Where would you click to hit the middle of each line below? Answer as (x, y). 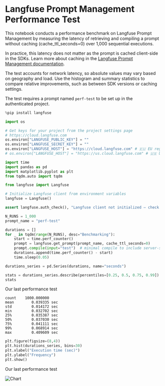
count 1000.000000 (27, 298)
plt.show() (16, 359)
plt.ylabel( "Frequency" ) (30, 355)
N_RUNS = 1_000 (21, 216)
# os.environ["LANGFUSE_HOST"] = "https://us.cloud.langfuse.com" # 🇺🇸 (81, 154)
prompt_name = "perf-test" (33, 221)
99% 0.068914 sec (31, 328)
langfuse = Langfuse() (28, 199)
